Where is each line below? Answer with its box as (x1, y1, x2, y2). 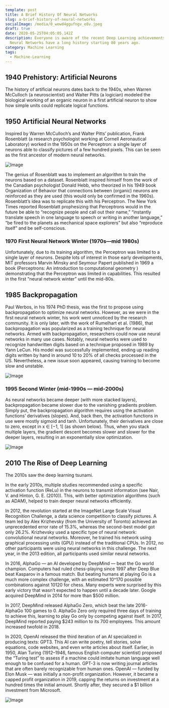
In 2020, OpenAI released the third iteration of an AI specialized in (5, 634, 142, 640)
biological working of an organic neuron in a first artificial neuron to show (5, 97, 157, 103)
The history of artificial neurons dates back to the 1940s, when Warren (5, 86, 152, 92)
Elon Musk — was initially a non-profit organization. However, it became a (5, 671, 158, 677)
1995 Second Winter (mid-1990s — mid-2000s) (5, 386, 124, 393)
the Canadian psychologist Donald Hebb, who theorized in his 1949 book (5, 182, 156, 188)
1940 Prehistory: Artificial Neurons (5, 73, 117, 81)
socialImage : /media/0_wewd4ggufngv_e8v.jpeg (5, 21, 102, 27)
